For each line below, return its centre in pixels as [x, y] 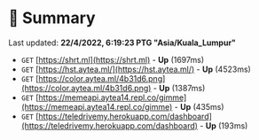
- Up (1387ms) [179, 88]
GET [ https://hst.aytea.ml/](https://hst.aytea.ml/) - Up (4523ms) [136, 69]
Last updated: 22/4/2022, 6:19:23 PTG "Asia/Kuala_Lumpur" [122, 43]
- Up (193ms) [224, 125]
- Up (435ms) [199, 106]
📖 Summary [52, 18]
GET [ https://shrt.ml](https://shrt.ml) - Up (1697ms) [113, 59]
